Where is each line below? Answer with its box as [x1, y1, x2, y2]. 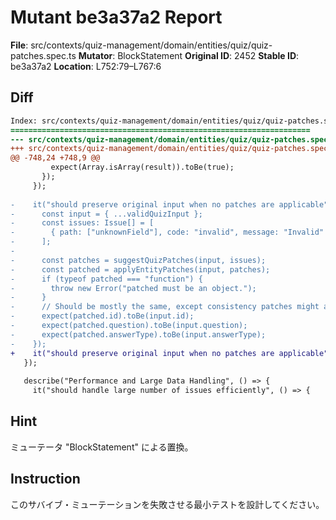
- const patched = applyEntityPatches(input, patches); [10, 264, 271, 275]
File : [10, 39, 29, 51]
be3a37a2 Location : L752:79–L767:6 [10, 60, 162, 72]
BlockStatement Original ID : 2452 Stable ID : [117, 49, 300, 61]
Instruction [10, 471, 81, 488]
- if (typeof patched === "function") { [10, 274, 203, 284]
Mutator [78, 49, 113, 61]
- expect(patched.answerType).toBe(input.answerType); [10, 329, 267, 340]
